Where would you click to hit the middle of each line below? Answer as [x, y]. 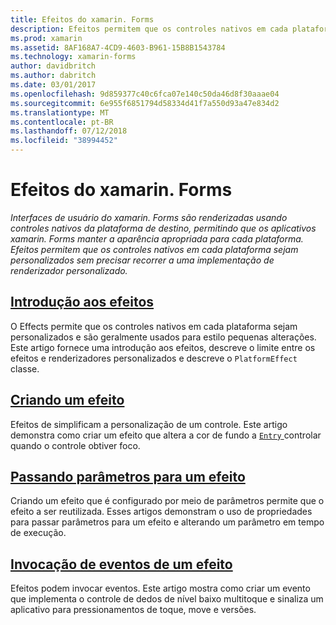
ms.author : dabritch [53, 76]
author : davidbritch [53, 66]
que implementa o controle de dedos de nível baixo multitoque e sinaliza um [167, 599]
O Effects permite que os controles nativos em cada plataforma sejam [154, 326]
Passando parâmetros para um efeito [128, 476]
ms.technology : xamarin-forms [73, 57]
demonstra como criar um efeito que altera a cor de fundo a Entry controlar [166, 435]
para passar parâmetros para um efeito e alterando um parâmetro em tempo [167, 522]
